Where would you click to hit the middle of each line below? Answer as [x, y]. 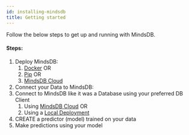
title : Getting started [36, 17]
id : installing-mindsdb [36, 12]
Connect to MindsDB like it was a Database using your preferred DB [99, 93]
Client [22, 100]
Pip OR [33, 74]
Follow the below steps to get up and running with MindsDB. [81, 34]
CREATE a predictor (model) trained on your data [76, 119]
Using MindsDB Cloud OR [56, 106]
